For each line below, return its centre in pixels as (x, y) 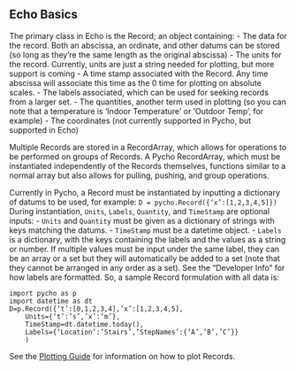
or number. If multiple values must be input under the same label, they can (144, 249)
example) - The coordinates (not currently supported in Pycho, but (130, 120)
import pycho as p (43, 293)
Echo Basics (43, 15)
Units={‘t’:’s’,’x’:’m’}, (73, 316)
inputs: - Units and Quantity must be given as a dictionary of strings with (142, 220)
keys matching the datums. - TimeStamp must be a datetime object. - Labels (145, 230)
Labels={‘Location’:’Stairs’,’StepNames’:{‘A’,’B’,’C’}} (132, 332)
